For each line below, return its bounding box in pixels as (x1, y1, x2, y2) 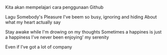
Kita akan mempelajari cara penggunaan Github (5, 4, 104, 10)
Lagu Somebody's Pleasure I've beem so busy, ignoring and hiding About (5, 14, 157, 19)
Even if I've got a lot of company (5, 44, 72, 49)
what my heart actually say (5, 19, 61, 25)
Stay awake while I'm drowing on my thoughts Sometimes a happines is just (5, 29, 162, 34)
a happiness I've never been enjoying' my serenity (5, 34, 109, 40)
